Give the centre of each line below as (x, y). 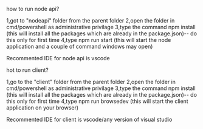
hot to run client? (27, 70)
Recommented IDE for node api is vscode (58, 58)
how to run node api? (33, 9)
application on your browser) (43, 108)
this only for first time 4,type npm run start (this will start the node (89, 40)
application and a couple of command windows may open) (80, 46)
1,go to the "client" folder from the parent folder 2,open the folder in (91, 82)
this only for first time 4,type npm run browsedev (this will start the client (97, 101)
